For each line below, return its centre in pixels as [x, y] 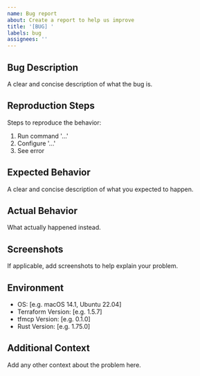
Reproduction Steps [51, 106]
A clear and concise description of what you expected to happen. [100, 189]
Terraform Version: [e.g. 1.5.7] [60, 312]
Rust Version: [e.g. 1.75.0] [54, 326]
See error [31, 150]
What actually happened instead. [54, 227]
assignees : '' [28, 39]
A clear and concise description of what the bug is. [80, 84]
